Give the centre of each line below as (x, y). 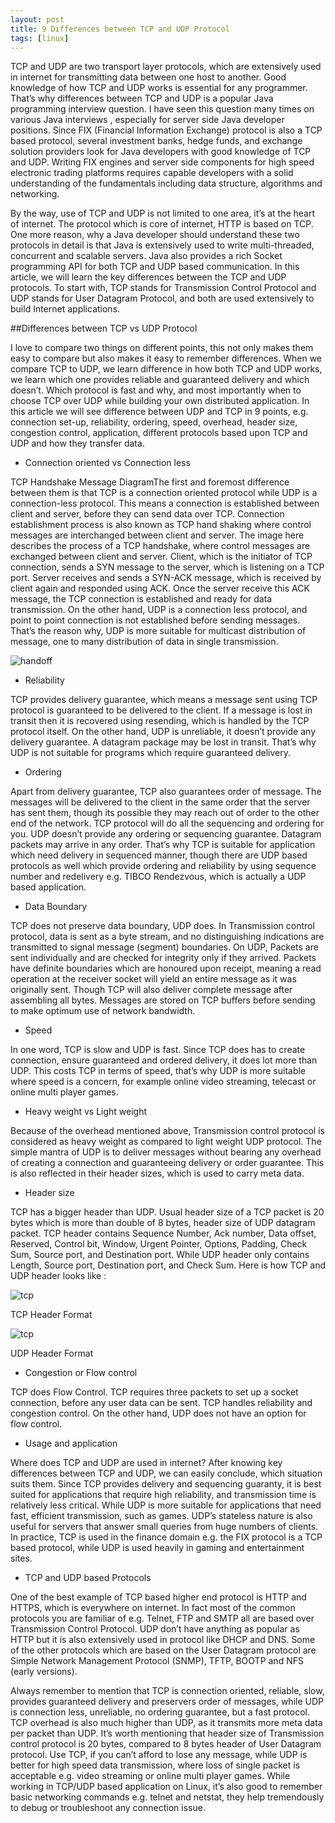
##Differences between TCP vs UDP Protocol (104, 328)
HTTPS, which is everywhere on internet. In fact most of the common (153, 1608)
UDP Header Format (52, 1353)
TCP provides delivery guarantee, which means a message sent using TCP (164, 700)
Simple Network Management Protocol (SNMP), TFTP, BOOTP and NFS (157, 1661)
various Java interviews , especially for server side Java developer (147, 120)
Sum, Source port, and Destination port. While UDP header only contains (160, 1255)
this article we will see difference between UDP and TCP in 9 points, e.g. (159, 412)
